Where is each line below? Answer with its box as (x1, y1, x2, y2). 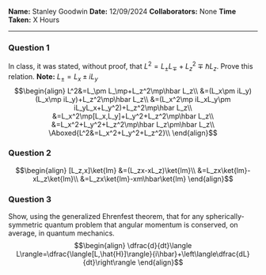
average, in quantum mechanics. (8, 228, 115, 238)
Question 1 (8, 42, 50, 53)
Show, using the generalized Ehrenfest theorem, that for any (8, 212, 204, 221)
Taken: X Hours (8, 15, 60, 24)
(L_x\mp (35, 94, 62, 104)
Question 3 (8, 194, 51, 205)
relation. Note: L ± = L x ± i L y (8, 71, 98, 83)
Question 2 (8, 148, 51, 159)
